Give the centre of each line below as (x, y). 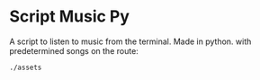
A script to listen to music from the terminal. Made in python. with (130, 41)
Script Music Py (70, 17)
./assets (26, 67)
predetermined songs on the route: (74, 50)
